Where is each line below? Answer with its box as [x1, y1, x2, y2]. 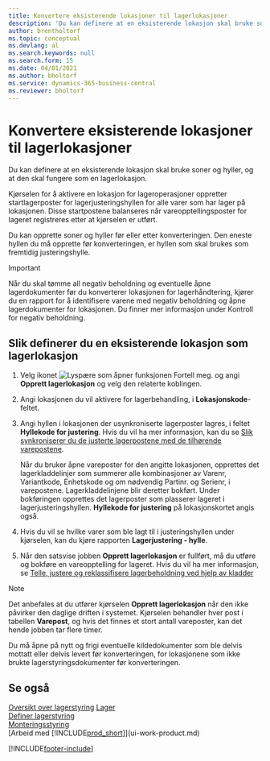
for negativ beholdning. [8, 313, 86, 323]
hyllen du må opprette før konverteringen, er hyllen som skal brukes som [8, 239, 249, 249]
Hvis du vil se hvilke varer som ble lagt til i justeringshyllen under [19, 527, 235, 536]
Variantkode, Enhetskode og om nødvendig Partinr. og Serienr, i [19, 477, 231, 487]
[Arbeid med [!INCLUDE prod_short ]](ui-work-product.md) [8, 728, 200, 738]
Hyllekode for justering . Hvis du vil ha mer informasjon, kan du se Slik [19, 428, 253, 437]
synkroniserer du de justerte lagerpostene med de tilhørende [19, 436, 222, 445]
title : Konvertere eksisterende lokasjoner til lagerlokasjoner [8, 11, 228, 20]
